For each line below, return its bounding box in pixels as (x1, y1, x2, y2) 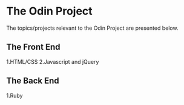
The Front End (6, 42, 61, 52)
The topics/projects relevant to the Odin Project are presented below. (6, 24, 179, 32)
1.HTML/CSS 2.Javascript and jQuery (6, 58, 99, 65)
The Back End (6, 76, 59, 86)
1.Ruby (6, 92, 23, 99)
